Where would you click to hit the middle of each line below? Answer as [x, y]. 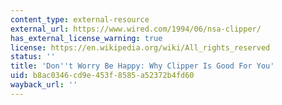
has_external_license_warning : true [86, 38]
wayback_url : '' [44, 85]
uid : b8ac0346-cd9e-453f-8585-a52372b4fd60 [102, 76]
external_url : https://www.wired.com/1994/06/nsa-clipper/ [136, 29]
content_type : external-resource [80, 19]
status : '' [33, 57]
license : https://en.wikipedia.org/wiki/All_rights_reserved [140, 47]
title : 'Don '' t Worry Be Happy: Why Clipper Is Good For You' [142, 66]
